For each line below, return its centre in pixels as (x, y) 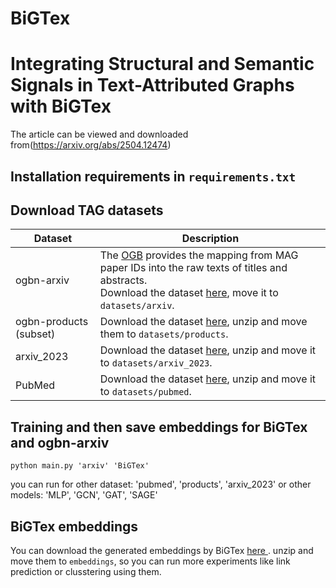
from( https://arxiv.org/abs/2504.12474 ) (91, 145)
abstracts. (123, 280)
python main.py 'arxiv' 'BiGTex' (80, 466)
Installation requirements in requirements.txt (153, 176)
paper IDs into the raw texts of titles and (193, 268)
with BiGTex (61, 106)
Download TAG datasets (87, 210)
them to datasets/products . (164, 334)
